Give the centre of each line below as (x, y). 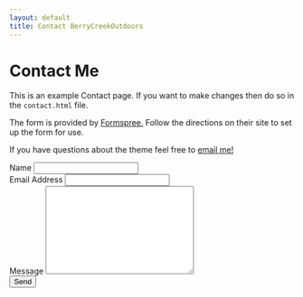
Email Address (36, 180)
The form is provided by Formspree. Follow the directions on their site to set (151, 123)
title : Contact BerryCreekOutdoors (76, 26)
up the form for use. (47, 133)
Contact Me (54, 71)
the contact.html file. (49, 106)
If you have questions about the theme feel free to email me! (122, 150)
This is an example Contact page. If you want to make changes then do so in (152, 96)
